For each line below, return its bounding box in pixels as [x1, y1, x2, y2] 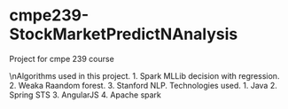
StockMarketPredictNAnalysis [9, 24, 238, 44]
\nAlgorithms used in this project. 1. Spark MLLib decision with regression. [9, 70, 280, 81]
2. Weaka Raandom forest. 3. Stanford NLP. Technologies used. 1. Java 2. [9, 80, 277, 90]
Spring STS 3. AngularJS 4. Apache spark [9, 90, 162, 100]
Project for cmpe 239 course [9, 53, 115, 64]
